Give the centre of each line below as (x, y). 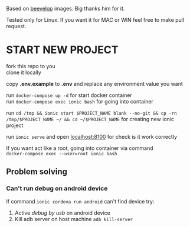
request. (16, 26)
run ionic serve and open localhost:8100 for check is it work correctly (92, 136)
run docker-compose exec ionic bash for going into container (80, 101)
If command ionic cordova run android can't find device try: (80, 201)
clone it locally (24, 72)
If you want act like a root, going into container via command (80, 148)
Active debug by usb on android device (62, 213)
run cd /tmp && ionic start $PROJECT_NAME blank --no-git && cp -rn (91, 113)
